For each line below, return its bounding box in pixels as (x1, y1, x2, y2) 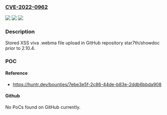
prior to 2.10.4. (5, 45, 36, 51)
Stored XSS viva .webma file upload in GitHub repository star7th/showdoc (5, 39, 160, 46)
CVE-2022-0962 (5, 4, 48, 11)
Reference (5, 70, 28, 76)
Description (5, 28, 35, 35)
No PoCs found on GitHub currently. (5, 104, 81, 110)
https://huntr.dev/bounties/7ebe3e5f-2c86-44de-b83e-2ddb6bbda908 (12, 81, 162, 87)
